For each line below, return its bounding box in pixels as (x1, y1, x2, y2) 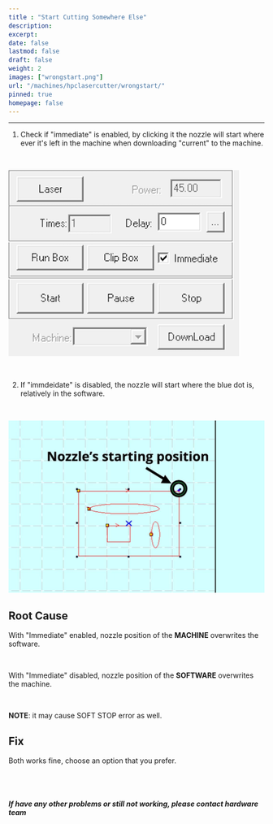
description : (8, 21, 53, 30)
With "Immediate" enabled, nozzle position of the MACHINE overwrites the (8, 631, 259, 640)
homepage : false (8, 98, 63, 107)
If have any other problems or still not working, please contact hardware (8, 799, 258, 809)
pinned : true (8, 90, 53, 98)
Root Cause (8, 609, 69, 622)
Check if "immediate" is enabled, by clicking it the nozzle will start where (19, 130, 265, 140)
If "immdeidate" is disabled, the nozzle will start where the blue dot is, (19, 380, 254, 390)
